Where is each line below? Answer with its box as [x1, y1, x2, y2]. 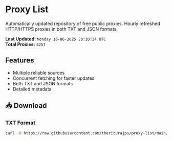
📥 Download [5, 101, 47, 110]
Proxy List [5, 4, 49, 15]
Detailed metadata [12, 86, 52, 92]
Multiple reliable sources [12, 69, 65, 76]
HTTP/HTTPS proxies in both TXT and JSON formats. [5, 26, 118, 32]
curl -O [5, 131, 22, 136]
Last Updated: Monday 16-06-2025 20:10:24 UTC [5, 36, 106, 42]
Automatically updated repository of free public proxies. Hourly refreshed [5, 20, 160, 27]
